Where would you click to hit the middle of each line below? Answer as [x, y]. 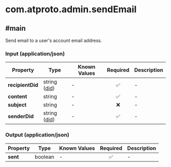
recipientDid [23, 85]
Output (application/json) [37, 135]
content [18, 97]
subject [17, 105]
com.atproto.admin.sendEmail [71, 9]
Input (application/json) [35, 54]
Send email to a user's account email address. [54, 40]
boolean [45, 157]
